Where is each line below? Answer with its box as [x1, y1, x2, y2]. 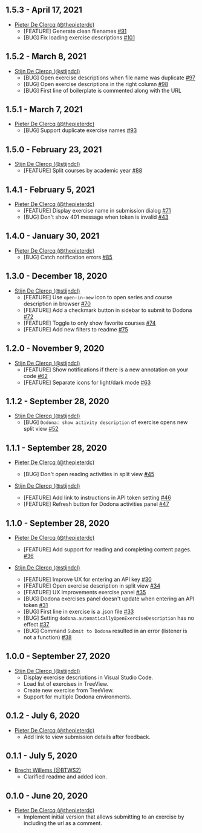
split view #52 [23, 425, 59, 433]
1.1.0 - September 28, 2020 [5, 518, 110, 528]
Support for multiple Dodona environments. [23, 693, 132, 700]
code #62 [23, 372, 48, 379]
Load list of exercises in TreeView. [23, 680, 109, 687]
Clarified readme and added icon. [23, 773, 107, 780]
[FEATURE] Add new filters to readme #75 [23, 325, 128, 333]
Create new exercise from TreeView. [23, 686, 114, 694]
